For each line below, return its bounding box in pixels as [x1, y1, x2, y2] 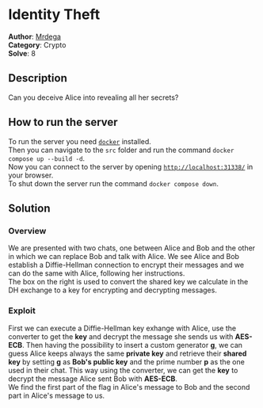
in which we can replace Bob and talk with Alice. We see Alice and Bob [8, 252, 240, 261]
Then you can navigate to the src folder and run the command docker [8, 145, 234, 154]
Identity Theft [8, 6, 101, 24]
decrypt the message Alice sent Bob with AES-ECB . [8, 374, 178, 383]
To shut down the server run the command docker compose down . [8, 178, 219, 188]
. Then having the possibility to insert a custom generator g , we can [22, 340, 243, 349]
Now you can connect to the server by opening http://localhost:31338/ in [8, 162, 253, 171]
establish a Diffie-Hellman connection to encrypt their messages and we [8, 260, 244, 270]
